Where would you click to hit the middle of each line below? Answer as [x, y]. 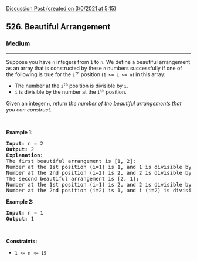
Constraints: [22, 241]
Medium [18, 43]
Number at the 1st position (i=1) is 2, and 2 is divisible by [99, 184]
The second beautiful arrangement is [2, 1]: [73, 179]
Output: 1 [20, 218]
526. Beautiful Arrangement [58, 27]
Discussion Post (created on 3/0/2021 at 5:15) [61, 9]
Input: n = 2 [25, 143]
